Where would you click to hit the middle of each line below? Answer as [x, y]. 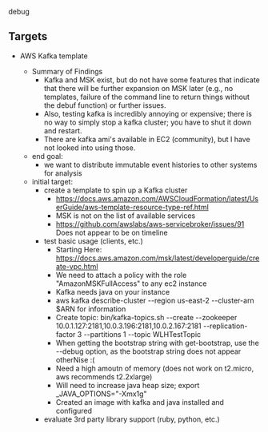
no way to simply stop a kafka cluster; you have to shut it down [148, 122]
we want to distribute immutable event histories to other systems [150, 164]
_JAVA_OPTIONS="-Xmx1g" [101, 394]
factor [66, 334]
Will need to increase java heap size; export [128, 385]
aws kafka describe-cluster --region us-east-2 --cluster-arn [155, 300]
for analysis [63, 173]
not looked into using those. [90, 148]
